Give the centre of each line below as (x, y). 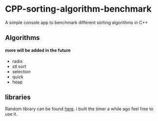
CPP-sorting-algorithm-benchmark (79, 9)
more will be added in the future (38, 50)
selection (21, 71)
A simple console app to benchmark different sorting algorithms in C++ (77, 22)
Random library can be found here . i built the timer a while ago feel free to (79, 109)
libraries (18, 97)
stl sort (19, 66)
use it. (11, 114)
